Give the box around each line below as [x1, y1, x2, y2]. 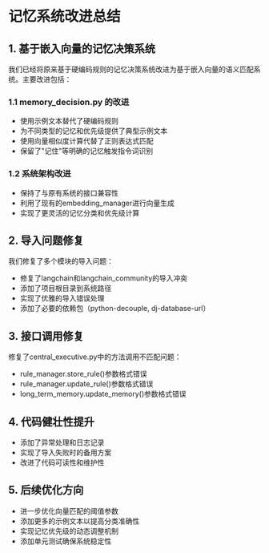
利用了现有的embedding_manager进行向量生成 [19, 198, 175, 208]
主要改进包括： [22, 75, 72, 84]
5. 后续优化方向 [8, 483, 84, 497]
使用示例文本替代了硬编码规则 [19, 116, 118, 126]
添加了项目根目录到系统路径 [19, 284, 112, 293]
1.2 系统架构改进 [8, 168, 71, 180]
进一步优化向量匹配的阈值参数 [19, 506, 118, 515]
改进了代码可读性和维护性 [19, 458, 105, 467]
